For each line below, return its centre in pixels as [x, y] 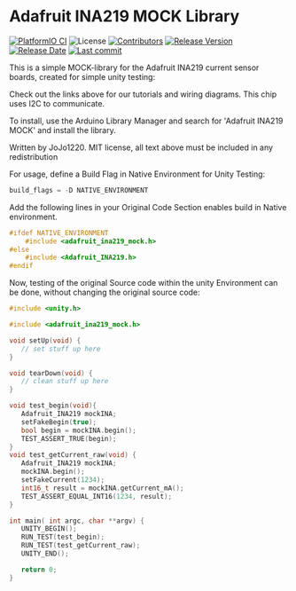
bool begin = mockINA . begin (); [79, 430]
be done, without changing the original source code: [105, 292]
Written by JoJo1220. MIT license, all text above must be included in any [141, 147]
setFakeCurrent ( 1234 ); [62, 480]
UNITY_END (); [45, 554]
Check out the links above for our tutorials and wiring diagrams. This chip [143, 94]
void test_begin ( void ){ [53, 406]
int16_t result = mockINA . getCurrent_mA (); [102, 488]
